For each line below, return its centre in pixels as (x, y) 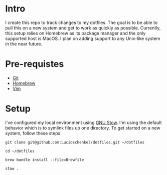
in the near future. (24, 43)
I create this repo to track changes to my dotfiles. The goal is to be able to (81, 22)
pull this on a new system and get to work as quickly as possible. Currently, (83, 27)
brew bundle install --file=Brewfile (45, 160)
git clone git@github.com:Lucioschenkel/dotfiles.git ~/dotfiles (75, 142)
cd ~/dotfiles (20, 151)
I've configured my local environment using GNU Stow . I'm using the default (83, 122)
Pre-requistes (35, 64)
